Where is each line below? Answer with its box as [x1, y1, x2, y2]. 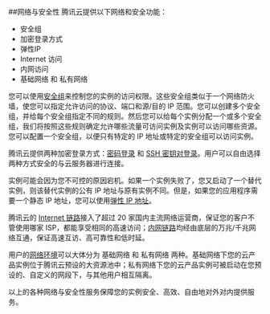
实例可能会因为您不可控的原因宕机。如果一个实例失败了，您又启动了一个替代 [8, 176, 262, 185]
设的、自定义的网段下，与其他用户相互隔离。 [8, 270, 157, 279]
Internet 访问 [19, 55, 63, 63]
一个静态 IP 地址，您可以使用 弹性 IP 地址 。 [14, 196, 157, 205]
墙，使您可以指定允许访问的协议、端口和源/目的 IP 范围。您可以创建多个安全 [8, 101, 261, 111]
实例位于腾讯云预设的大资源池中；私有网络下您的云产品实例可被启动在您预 [14, 260, 262, 269]
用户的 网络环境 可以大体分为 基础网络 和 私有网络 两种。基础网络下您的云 [8, 250, 249, 259]
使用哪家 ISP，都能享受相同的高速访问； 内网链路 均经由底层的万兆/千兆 [14, 223, 249, 232]
